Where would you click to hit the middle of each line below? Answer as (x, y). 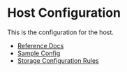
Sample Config (39, 53)
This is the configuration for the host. (60, 32)
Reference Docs (40, 45)
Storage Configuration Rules (58, 60)
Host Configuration (64, 13)
